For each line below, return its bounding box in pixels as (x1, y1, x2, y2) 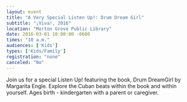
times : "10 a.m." (6, 37, 50, 43)
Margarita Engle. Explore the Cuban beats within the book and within (6, 82, 177, 89)
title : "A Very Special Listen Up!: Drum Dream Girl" (6, 14, 145, 21)
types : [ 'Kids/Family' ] (6, 48, 66, 54)
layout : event (6, 8, 42, 15)
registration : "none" (6, 54, 61, 60)
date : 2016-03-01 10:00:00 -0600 (6, 31, 90, 37)
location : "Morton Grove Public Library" (6, 25, 112, 32)
